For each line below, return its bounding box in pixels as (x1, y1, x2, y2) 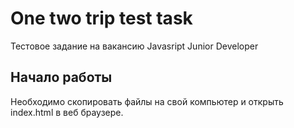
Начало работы (10, 69, 113, 86)
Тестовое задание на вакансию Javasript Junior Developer (10, 40, 259, 52)
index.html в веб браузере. (10, 106, 124, 118)
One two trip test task (10, 7, 193, 30)
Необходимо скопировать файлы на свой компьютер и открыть (10, 95, 284, 107)
